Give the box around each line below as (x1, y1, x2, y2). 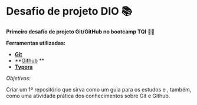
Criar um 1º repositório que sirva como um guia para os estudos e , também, (6, 86, 192, 93)
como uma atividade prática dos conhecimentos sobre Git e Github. (6, 92, 170, 99)
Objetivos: (6, 74, 31, 82)
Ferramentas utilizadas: (6, 39, 66, 46)
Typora (14, 63, 33, 70)
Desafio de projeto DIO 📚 (6, 5, 133, 18)
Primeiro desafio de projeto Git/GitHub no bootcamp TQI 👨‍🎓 (6, 28, 155, 35)
